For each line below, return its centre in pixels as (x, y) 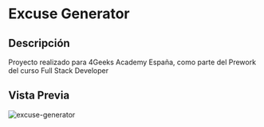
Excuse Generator (69, 14)
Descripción (39, 43)
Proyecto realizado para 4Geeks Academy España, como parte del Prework (132, 62)
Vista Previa (39, 96)
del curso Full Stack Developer (59, 71)
